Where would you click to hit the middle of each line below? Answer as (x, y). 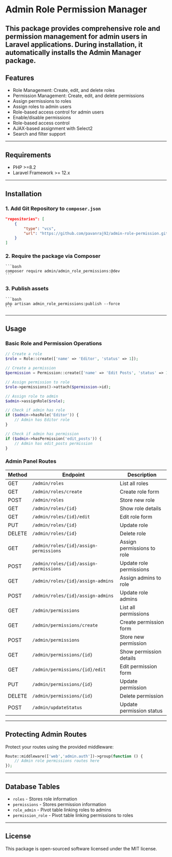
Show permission (141, 651)
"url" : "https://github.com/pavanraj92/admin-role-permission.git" (97, 233)
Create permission (142, 622)
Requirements (28, 155)
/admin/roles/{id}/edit (61, 517)
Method (18, 475)
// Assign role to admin (32, 396)
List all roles (134, 483)
